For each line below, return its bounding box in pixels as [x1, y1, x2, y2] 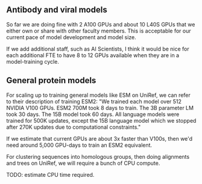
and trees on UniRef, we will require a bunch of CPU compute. [6, 159, 160, 167]
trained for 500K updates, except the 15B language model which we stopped [6, 117, 197, 124]
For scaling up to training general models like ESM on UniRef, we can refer [6, 91, 191, 99]
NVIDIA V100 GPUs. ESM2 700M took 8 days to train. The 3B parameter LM [6, 104, 194, 111]
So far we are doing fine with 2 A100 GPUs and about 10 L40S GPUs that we [6, 20, 195, 28]
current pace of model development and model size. [6, 33, 137, 41]
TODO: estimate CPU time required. [6, 171, 95, 178]
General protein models [6, 75, 96, 86]
